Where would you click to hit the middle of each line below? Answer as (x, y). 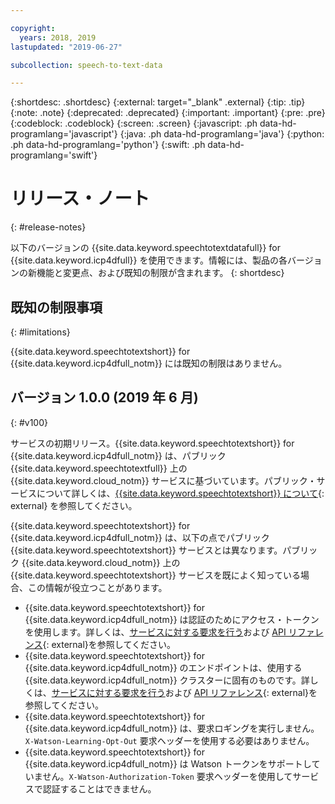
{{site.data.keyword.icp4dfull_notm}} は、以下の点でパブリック (140, 537)
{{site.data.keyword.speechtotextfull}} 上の (99, 468)
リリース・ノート (80, 198)
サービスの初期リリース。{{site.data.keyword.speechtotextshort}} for (152, 443)
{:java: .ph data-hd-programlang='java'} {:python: (222, 134)
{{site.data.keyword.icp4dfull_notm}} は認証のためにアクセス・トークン (172, 619)
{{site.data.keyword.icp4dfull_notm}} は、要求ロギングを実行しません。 (172, 728)
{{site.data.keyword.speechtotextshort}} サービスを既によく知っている (156, 575)
